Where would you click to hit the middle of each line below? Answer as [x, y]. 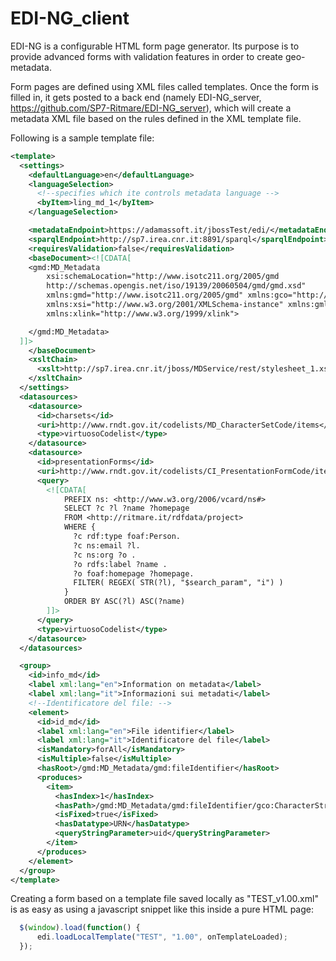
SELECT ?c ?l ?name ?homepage [126, 508]
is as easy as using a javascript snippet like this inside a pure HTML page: [162, 909]
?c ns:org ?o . [105, 555]
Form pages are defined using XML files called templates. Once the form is [164, 86]
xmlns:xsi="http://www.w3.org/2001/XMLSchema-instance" [165, 305]
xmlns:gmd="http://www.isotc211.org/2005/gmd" [145, 295]
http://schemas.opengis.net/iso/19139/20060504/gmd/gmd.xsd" [176, 286]
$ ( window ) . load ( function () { [80, 928]
